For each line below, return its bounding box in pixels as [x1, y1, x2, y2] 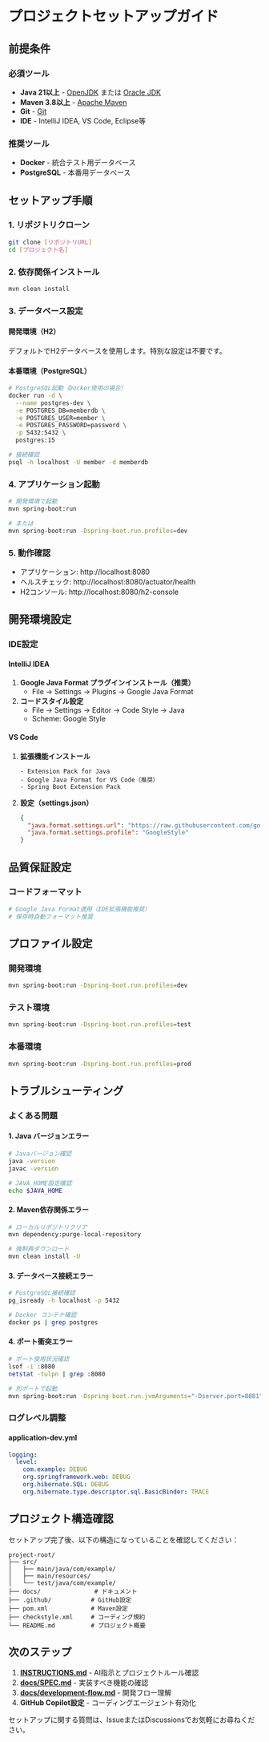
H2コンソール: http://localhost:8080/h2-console [19, 587, 179, 596]
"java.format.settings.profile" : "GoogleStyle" [27, 829, 190, 837]
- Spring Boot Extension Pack [19, 782, 122, 790]
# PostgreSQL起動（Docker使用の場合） [8, 384, 126, 393]
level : [15, 1458, 38, 1466]
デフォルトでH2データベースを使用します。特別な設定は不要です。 [8, 346, 227, 355]
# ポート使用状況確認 [8, 1356, 70, 1364]
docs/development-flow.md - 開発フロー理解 [19, 1688, 172, 1698]
